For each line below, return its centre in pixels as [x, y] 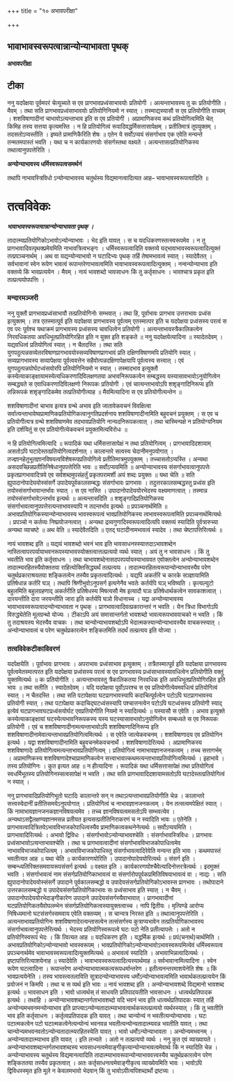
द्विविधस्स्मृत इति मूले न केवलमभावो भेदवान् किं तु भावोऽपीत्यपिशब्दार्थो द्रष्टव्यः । [91, 1071]
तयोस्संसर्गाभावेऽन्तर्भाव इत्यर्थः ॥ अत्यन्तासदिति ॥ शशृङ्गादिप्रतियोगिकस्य [86, 498]
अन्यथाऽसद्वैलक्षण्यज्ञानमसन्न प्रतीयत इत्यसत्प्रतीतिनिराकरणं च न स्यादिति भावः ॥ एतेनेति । [102, 819]
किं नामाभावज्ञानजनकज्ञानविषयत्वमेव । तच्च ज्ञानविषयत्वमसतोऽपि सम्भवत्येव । [91, 812]
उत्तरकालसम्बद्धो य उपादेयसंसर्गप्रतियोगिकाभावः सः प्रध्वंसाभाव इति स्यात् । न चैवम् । [97, 890]
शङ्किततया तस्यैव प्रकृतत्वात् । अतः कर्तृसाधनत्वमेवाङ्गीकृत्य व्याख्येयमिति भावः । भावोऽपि [105, 1063]
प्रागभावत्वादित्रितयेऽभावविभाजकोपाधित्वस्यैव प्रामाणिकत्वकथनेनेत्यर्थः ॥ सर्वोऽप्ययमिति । [100, 827]
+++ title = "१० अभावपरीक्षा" [42, 11]
